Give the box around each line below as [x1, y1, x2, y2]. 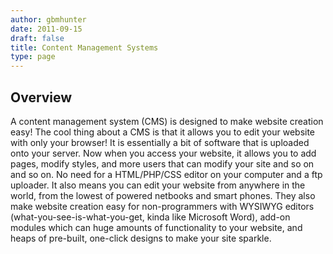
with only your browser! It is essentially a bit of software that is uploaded [10, 136, 310, 148]
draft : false [10, 33, 65, 43]
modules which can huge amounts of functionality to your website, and [10, 221, 303, 233]
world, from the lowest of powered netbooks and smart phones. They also [10, 189, 316, 201]
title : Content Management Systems [10, 42, 159, 53]
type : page [10, 52, 56, 62]
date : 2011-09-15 [10, 24, 83, 34]
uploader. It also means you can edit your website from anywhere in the [10, 179, 306, 191]
